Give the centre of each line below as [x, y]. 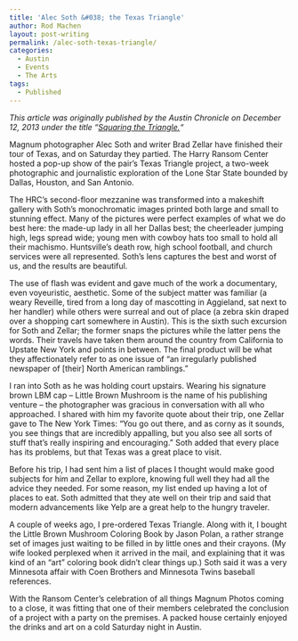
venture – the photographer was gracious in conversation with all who [137, 404]
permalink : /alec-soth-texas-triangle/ [83, 42]
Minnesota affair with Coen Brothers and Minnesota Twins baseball [132, 571]
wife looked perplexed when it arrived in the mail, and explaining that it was [147, 553]
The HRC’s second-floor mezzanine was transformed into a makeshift [137, 199]
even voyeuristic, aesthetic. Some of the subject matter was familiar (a [138, 292]
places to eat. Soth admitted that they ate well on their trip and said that [140, 497]
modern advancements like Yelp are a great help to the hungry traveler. [140, 507]
